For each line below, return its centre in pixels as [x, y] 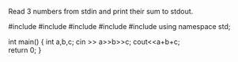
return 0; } [25, 50]
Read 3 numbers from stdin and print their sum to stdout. [101, 11]
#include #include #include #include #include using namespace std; [119, 26]
